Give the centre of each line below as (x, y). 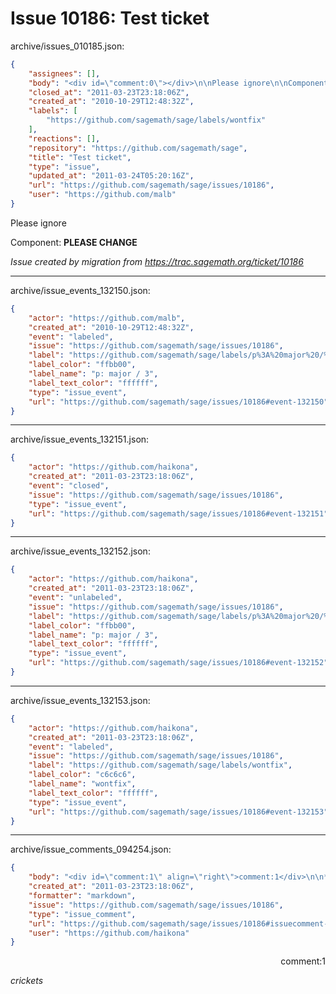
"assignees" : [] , (64, 73)
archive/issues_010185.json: (67, 46)
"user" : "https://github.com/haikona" (109, 933)
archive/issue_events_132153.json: (80, 700)
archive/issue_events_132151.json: (80, 439)
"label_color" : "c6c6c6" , (82, 775)
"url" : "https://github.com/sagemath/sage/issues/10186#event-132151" (178, 513)
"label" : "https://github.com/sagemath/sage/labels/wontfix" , (160, 765)
